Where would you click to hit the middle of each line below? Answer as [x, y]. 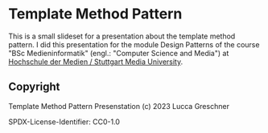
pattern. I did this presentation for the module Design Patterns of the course [134, 44]
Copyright [34, 87]
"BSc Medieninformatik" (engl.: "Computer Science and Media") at [119, 53]
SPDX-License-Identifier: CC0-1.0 [64, 122]
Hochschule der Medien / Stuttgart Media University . [96, 62]
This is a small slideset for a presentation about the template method [122, 36]
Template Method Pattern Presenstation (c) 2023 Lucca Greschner [119, 106]
